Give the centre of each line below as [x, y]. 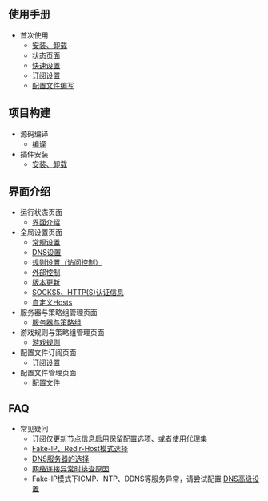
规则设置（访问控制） [67, 262]
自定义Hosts [52, 302]
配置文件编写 [53, 85]
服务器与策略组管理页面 [58, 313]
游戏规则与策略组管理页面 [62, 333]
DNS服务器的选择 [60, 459]
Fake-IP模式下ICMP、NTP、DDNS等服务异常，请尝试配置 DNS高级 [142, 479]
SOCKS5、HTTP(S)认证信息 [78, 293]
